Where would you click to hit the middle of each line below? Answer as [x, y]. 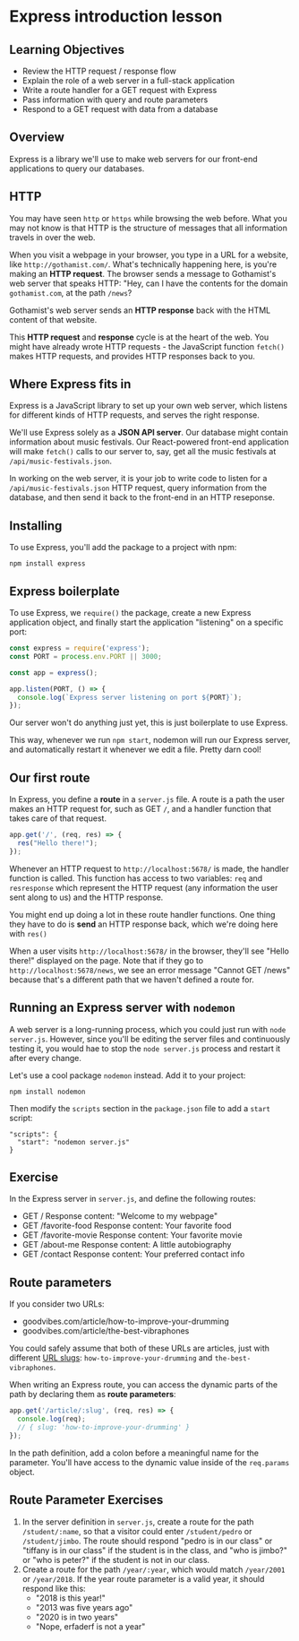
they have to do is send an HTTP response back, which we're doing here [144, 924]
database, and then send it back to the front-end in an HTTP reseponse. [142, 497]
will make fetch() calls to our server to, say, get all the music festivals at [143, 452]
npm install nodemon [48, 1092]
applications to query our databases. [77, 168]
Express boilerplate [65, 591]
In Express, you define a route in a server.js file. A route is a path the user [147, 799]
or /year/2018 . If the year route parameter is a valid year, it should [143, 1578]
